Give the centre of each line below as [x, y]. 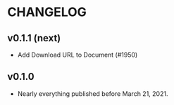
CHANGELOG [47, 12]
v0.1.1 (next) [34, 38]
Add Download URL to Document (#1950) [77, 55]
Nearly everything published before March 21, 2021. [93, 93]
